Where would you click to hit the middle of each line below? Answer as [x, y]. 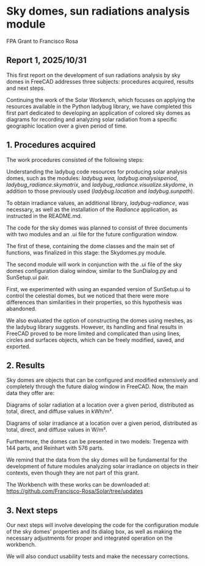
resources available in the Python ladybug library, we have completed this [99, 106]
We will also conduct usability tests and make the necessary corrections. [98, 556]
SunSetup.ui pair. [28, 277]
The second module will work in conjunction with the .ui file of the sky [94, 264]
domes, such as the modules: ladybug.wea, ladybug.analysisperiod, [92, 178]
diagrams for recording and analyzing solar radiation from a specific [92, 119]
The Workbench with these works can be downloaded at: [78, 485]
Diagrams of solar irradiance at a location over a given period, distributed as [102, 423]
